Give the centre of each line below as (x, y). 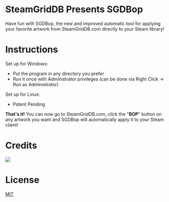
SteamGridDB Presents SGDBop (74, 9)
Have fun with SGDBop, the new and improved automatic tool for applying (83, 23)
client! (12, 125)
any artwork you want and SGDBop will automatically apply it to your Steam (85, 119)
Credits (21, 146)
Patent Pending (29, 104)
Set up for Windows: (27, 64)
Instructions (32, 50)
